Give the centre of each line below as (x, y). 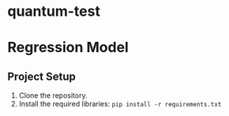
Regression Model (68, 48)
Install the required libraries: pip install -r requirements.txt (120, 104)
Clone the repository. (53, 95)
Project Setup (42, 76)
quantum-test (54, 11)
